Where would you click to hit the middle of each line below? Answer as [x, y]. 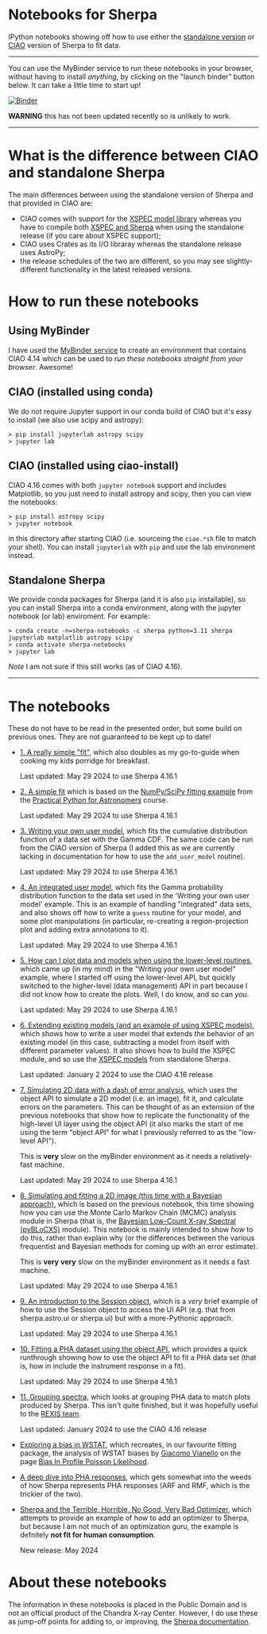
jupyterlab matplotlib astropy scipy [71, 638]
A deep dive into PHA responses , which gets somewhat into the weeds [135, 1477]
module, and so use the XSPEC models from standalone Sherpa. [125, 1059]
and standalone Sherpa [87, 173]
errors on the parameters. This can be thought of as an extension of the [137, 1107]
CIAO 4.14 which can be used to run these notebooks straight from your [126, 358]
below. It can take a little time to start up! [75, 84]
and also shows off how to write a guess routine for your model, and [130, 913]
